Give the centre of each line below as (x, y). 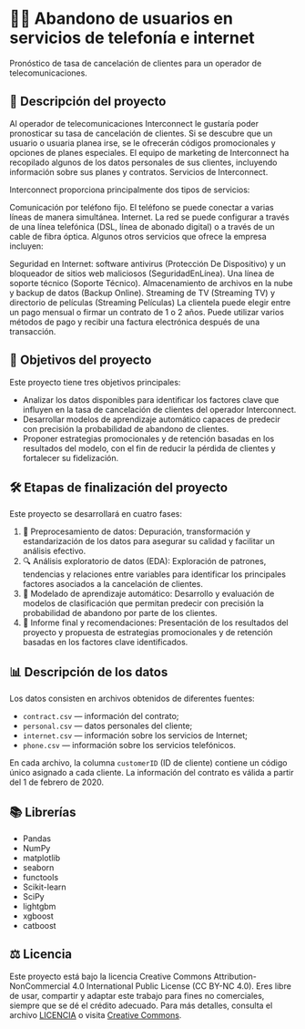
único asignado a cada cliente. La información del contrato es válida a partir (152, 773)
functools (41, 877)
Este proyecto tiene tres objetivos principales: (95, 382)
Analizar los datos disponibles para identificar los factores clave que (151, 399)
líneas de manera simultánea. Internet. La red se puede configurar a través (149, 217)
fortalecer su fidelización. (71, 458)
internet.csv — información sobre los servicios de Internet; (135, 736)
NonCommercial (40, 986)
